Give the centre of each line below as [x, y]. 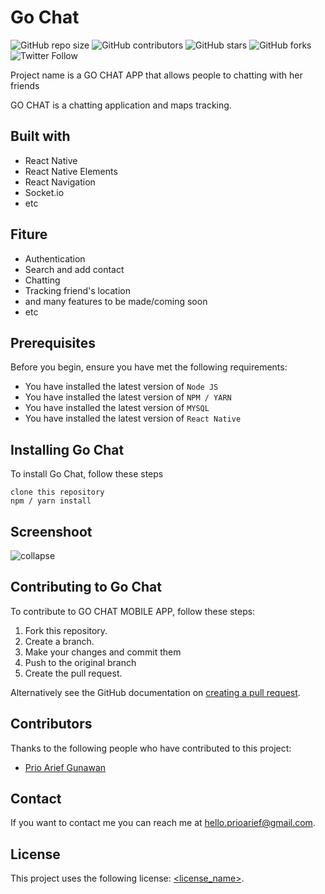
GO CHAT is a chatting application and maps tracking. [121, 105]
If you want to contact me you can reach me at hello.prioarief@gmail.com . [163, 823]
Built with [40, 136]
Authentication [55, 258]
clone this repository [57, 492]
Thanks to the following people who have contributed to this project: [151, 748]
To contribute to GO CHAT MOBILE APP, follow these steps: [133, 611]
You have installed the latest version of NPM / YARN [128, 397]
